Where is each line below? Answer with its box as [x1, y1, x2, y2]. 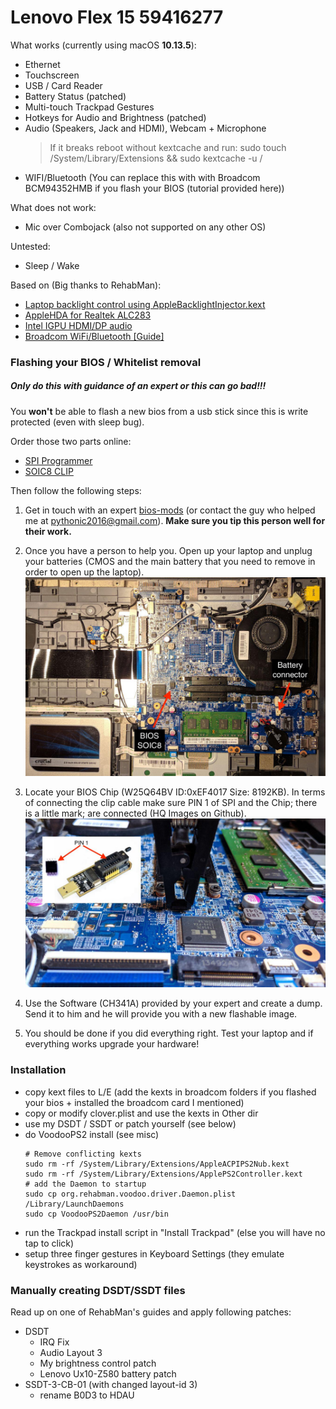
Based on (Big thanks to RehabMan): [10, 279, 162, 291]
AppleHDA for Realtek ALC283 [24, 309, 152, 321]
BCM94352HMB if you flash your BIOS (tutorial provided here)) [24, 182, 285, 194]
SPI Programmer [24, 454, 93, 466]
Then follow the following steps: [10, 484, 142, 496]
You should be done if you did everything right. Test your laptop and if [24, 1027, 314, 1040]
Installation [10, 1063, 67, 1077]
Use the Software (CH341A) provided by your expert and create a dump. [24, 997, 323, 1010]
